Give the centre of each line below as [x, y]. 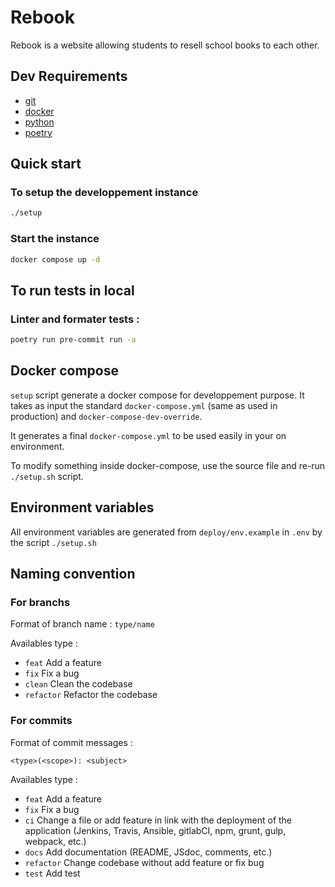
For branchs [40, 602]
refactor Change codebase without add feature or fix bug [144, 862]
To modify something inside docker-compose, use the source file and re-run [168, 465]
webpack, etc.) [55, 841]
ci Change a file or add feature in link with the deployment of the [158, 820]
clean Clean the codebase [78, 684]
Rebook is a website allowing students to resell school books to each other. [165, 45]
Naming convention [73, 574]
